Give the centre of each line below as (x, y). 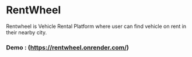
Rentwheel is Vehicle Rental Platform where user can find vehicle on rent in (96, 26)
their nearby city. (27, 32)
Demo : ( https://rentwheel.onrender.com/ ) (68, 47)
